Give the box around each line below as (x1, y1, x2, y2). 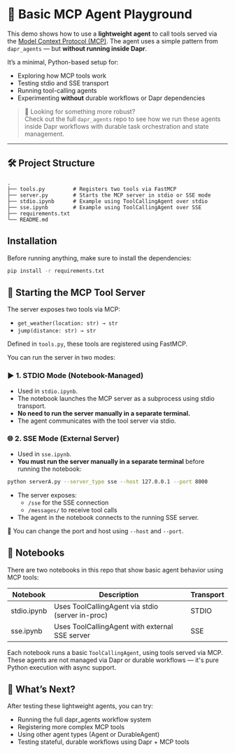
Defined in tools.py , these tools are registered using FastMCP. (7, 339, 187, 349)
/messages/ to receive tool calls (27, 505, 117, 514)
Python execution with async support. (7, 663, 117, 671)
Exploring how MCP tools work (17, 71, 107, 80)
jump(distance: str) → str (17, 328, 97, 335)
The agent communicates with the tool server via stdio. (17, 416, 176, 425)
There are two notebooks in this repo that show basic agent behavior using (7, 565, 224, 574)
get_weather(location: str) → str (17, 320, 118, 328)
